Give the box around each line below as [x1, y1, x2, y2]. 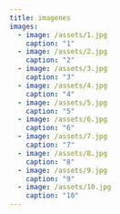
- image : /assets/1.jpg [17, 30, 107, 39]
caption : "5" [25, 107, 75, 116]
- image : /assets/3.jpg [17, 65, 107, 74]
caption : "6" [25, 124, 75, 133]
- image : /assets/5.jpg [17, 97, 107, 107]
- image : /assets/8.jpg [17, 148, 107, 158]
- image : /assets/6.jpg [17, 115, 107, 124]
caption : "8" [25, 157, 75, 167]
